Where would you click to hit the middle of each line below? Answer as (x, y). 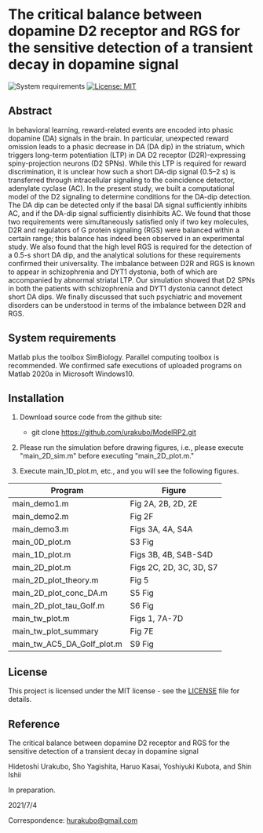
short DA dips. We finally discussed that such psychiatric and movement (125, 297)
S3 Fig (142, 542)
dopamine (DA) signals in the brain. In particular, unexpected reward (119, 138)
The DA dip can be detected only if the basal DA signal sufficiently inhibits (128, 205)
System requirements (62, 338)
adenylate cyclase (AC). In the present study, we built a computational (121, 188)
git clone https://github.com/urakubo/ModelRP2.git (113, 433)
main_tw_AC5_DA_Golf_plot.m (68, 644)
